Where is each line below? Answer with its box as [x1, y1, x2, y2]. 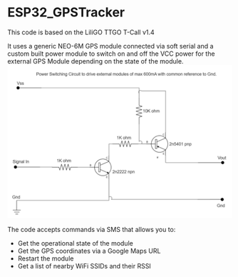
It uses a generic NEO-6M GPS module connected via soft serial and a [7, 41, 214, 50]
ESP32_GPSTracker [7, 4, 125, 21]
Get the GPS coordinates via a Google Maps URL [17, 246, 161, 255]
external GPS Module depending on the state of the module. [7, 56, 184, 65]
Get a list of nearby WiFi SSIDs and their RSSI [17, 261, 151, 270]
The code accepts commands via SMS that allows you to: [7, 225, 176, 233]
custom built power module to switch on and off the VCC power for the [7, 49, 215, 58]
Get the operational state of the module [17, 238, 133, 247]
